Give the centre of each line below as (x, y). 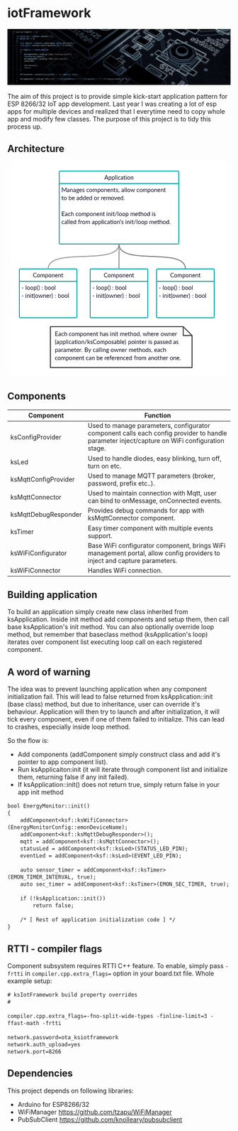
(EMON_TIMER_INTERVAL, (41, 877)
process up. (25, 127)
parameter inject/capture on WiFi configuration (156, 441)
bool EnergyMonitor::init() (49, 806)
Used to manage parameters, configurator (149, 426)
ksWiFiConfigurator (39, 553)
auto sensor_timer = (50, 870)
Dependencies (40, 1074)
